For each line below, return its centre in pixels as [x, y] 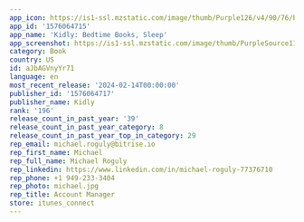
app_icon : [28, 18]
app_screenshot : [40, 43]
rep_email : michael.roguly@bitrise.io [82, 144]
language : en [34, 77]
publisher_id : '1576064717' [62, 93]
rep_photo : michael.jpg [54, 187]
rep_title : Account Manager [62, 195]
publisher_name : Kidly [52, 102]
